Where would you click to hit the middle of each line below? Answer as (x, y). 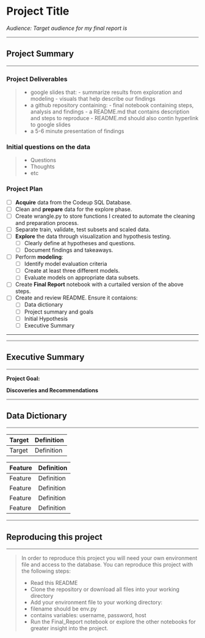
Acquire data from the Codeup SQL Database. (74, 202)
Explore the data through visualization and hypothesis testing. (93, 236)
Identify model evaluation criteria (66, 264)
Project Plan (25, 189)
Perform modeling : (39, 257)
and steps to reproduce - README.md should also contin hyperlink (114, 118)
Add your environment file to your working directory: (96, 603)
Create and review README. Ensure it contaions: (77, 298)
